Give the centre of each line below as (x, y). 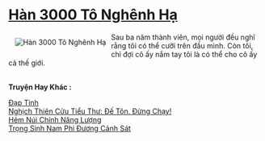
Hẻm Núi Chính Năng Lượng (55, 119)
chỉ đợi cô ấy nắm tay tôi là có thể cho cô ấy (184, 54)
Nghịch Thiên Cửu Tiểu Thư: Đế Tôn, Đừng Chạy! (90, 111)
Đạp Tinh (23, 102)
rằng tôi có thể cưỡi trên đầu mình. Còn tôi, (182, 45)
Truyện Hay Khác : (40, 87)
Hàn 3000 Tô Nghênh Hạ (93, 15)
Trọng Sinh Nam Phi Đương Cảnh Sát (70, 128)
